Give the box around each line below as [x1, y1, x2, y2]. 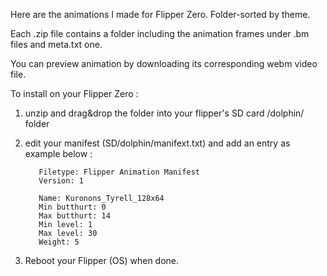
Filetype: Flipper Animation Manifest [38, 167, 200, 177]
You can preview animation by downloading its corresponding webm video [10, 58, 318, 69]
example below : [24, 148, 93, 159]
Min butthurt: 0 [38, 202, 107, 212]
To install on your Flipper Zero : [10, 88, 139, 99]
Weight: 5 [38, 237, 80, 247]
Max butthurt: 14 [38, 211, 111, 221]
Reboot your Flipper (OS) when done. [24, 255, 180, 266]
